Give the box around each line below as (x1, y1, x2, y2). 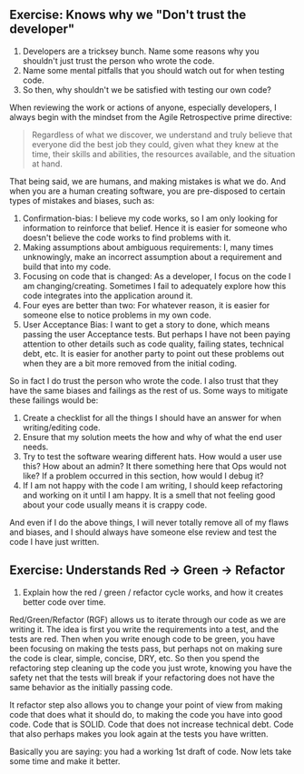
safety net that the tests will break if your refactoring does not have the (9, 672, 275, 683)
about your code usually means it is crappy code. (22, 499, 208, 510)
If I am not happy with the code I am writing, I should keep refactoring (22, 479, 283, 490)
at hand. (31, 158, 64, 169)
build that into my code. (22, 261, 112, 272)
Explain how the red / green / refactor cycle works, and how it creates (22, 587, 284, 598)
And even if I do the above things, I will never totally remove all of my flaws (9, 517, 289, 528)
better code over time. (22, 596, 106, 608)
